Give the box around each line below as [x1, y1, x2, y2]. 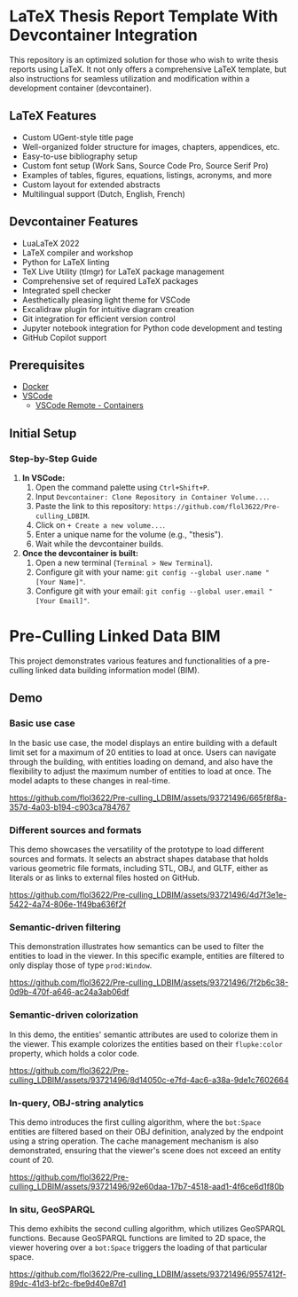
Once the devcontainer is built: [21, 548, 139, 559]
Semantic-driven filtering [9, 921, 122, 933]
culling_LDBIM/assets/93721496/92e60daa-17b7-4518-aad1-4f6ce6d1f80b [9, 1181, 285, 1191]
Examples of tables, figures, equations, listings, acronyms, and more [21, 169, 272, 180]
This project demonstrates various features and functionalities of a [9, 656, 253, 666]
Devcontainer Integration [9, 25, 198, 45]
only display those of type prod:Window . [9, 960, 153, 971]
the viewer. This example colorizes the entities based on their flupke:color [9, 1038, 284, 1049]
